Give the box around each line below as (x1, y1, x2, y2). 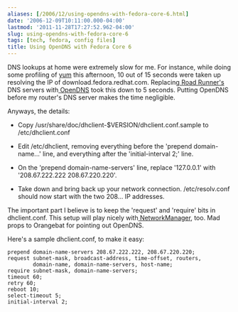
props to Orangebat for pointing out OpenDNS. (7, 221, 144, 230)
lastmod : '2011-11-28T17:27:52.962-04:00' (7, 23, 135, 31)
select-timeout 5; (7, 292, 62, 299)
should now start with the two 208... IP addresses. (17, 193, 165, 200)
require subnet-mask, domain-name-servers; (7, 267, 139, 274)
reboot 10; (7, 286, 40, 293)
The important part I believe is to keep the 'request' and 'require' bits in (7, 206, 216, 214)
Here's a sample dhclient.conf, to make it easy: (7, 235, 144, 243)
